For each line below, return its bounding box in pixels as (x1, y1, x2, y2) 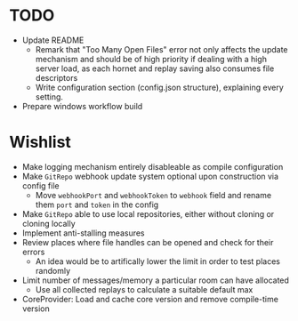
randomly (35, 265, 71, 276)
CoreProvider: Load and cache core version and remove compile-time (21, 293, 278, 304)
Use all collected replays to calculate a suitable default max (35, 284, 254, 294)
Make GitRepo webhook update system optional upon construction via (21, 171, 278, 181)
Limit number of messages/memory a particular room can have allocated (21, 275, 289, 285)
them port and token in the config (35, 199, 159, 210)
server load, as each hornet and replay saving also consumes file (35, 63, 275, 74)
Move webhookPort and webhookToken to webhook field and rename (35, 189, 272, 200)
